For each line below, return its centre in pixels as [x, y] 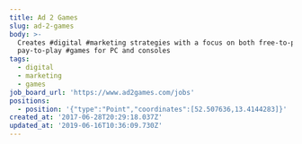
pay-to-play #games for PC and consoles [94, 51]
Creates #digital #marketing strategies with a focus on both [136, 42]
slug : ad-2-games [42, 26]
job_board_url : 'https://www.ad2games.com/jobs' [102, 92]
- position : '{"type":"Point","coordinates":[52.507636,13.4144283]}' [152, 109]
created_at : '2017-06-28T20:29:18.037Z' [86, 117]
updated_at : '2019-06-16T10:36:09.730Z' [86, 126]
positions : [30, 101]
